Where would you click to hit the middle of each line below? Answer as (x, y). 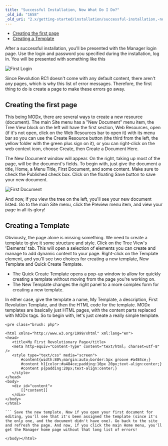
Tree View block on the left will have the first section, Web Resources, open (83, 128)
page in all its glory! (25, 210)
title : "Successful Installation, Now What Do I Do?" (62, 10)
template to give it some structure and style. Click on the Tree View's (76, 243)
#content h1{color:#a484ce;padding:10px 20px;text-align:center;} (91, 364)
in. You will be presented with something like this (55, 59)
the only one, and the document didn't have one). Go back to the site (81, 421)
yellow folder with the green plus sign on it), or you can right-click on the (80, 144)
